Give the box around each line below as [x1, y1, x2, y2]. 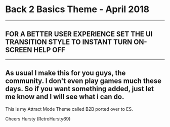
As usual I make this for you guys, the [5, 69, 126, 77]
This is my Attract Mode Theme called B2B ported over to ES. [5, 106, 133, 112]
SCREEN [5, 46, 32, 54]
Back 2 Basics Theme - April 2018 [5, 4, 150, 15]
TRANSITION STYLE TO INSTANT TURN [5, 38, 133, 47]
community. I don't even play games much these [5, 77, 162, 86]
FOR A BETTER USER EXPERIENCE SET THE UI [5, 30, 153, 38]
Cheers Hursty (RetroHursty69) [5, 115, 71, 122]
